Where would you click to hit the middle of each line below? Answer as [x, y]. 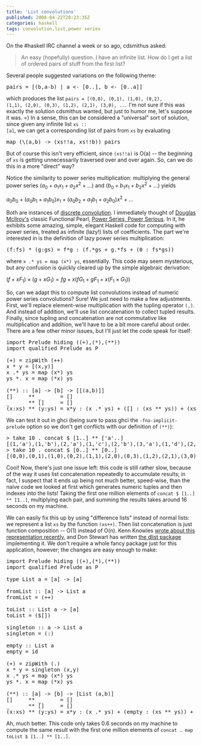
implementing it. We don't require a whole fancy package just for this [92, 543]
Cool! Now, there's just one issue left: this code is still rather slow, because [99, 467]
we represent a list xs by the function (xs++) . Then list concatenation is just [99, 524]
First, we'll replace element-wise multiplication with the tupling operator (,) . [101, 305]
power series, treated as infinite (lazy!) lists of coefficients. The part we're [98, 232]
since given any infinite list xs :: [47, 124]
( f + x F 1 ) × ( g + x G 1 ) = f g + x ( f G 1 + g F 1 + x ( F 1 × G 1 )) [68, 280]
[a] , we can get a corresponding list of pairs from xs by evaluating [88, 131]
